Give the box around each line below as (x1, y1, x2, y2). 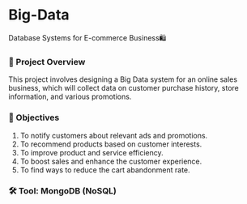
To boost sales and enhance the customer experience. (19, 156, 202, 166)
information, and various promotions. (8, 91, 132, 102)
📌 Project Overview (8, 56, 86, 67)
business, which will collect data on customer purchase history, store (8, 83, 239, 93)
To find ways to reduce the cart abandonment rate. (19, 164, 190, 175)
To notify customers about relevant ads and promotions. (19, 130, 208, 140)
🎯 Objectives (8, 112, 60, 123)
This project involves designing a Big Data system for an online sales (8, 74, 237, 84)
